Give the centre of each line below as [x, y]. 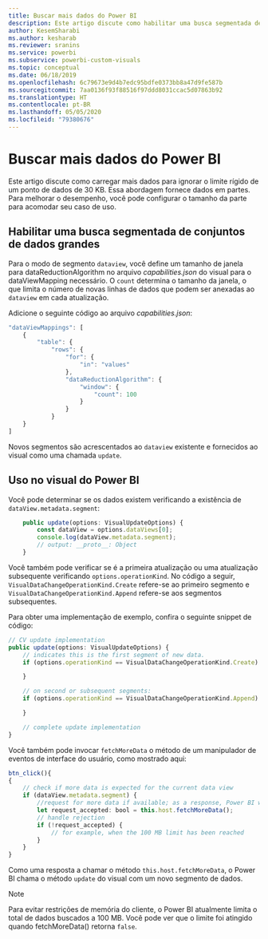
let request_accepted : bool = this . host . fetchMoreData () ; [135, 810]
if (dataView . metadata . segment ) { [80, 795]
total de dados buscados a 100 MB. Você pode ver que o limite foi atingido [130, 918]
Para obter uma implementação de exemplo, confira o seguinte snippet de [130, 616]
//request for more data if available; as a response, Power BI [146, 803]
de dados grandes [54, 244]
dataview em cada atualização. [59, 297]
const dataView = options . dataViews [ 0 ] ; [105, 530]
